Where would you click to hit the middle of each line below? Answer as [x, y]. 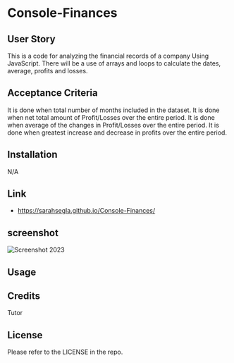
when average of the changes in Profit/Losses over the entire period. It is [113, 125]
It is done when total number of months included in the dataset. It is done [113, 110]
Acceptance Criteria [53, 93]
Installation [32, 155]
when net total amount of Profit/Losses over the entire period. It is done [111, 117]
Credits [24, 296]
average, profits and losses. [48, 71]
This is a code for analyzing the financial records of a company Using [108, 56]
